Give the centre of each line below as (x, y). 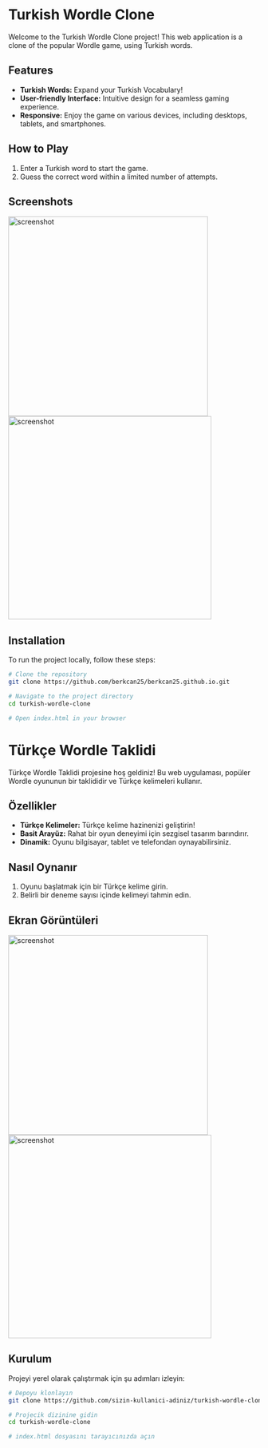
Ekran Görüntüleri (53, 920)
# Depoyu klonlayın (41, 1393)
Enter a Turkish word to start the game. (84, 168)
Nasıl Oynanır (43, 867)
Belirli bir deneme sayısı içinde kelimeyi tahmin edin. (105, 895)
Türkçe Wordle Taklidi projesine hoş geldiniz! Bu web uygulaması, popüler (130, 772)
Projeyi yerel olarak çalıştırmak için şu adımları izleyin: (97, 1378)
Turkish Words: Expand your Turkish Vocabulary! (101, 90)
